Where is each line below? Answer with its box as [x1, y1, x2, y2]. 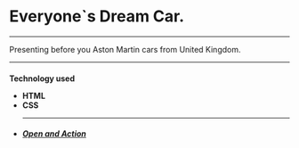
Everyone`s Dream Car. [9, 6, 185, 27]
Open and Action [21, 128, 87, 139]
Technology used [9, 73, 76, 84]
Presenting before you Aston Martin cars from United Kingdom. [9, 44, 241, 54]
